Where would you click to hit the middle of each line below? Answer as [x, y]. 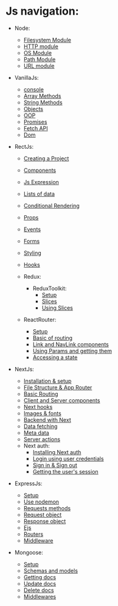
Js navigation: [43, 11]
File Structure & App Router [58, 387]
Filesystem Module [47, 40]
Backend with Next [47, 419]
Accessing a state [55, 357]
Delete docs [39, 590]
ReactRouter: [40, 319]
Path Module [40, 59]
